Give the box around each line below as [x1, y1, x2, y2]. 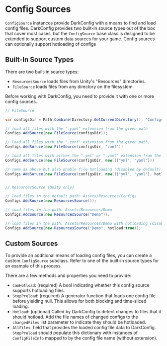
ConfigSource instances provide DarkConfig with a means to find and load [5, 20, 156, 26]
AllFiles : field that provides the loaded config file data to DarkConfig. [12, 325, 156, 331]
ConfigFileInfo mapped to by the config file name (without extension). [12, 335, 158, 341]
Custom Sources [5, 240, 58, 248]
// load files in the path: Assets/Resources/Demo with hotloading [5, 221, 148, 226]
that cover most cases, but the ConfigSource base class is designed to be [5, 30, 155, 36]
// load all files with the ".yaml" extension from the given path [5, 126, 148, 131]
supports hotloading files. [12, 287, 65, 294]
